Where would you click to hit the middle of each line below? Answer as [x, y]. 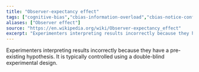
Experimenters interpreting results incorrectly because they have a [88, 50]
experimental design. [32, 63]
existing [16, 57]
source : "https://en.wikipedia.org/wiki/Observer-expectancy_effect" [94, 28]
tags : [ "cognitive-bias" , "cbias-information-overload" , [76, 17]
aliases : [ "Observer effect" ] [44, 22]
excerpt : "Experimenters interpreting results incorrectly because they [98, 34]
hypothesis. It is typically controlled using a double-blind [95, 57]
